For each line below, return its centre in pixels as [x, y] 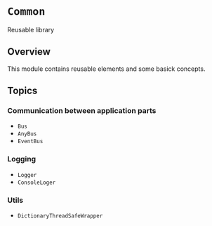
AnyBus [27, 134]
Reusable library [31, 29]
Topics [22, 91]
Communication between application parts [82, 111]
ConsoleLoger [37, 182]
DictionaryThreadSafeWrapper [60, 216]
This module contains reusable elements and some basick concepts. [106, 69]
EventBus [30, 142]
